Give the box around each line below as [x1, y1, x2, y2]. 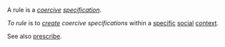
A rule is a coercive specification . [7, 6, 102, 14]
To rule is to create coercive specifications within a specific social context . [7, 19, 219, 27]
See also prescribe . [7, 32, 62, 40]
